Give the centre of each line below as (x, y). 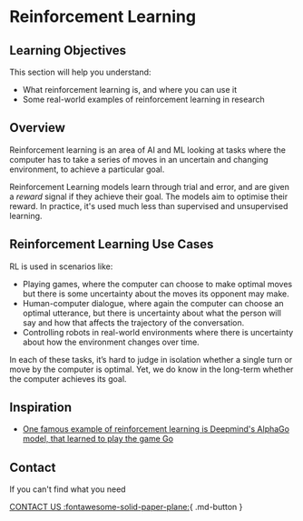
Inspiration (41, 408)
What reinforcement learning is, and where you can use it (130, 90)
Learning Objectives (68, 50)
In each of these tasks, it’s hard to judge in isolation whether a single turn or (151, 359)
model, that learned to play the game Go (98, 439)
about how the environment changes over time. (111, 342)
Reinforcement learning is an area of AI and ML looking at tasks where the (147, 150)
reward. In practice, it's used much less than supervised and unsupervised (149, 205)
